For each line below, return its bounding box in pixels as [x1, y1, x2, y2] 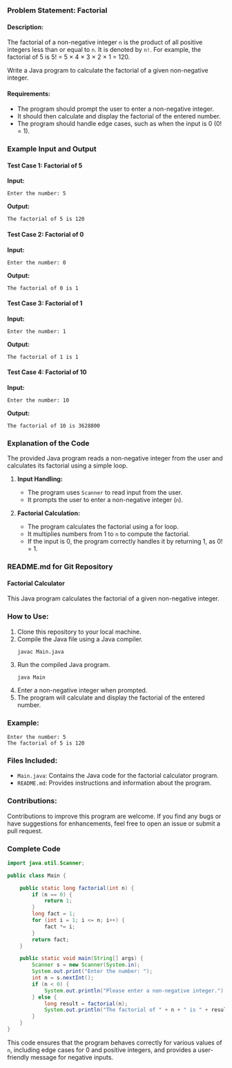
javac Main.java [17, 648, 64, 655]
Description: [7, 23, 43, 31]
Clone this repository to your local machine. [17, 628, 142, 636]
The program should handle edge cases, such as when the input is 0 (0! [17, 120, 222, 128]
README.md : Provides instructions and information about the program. [17, 778, 212, 787]
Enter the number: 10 [7, 397, 70, 404]
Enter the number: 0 [7, 259, 67, 266]
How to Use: [7, 612, 49, 621]
